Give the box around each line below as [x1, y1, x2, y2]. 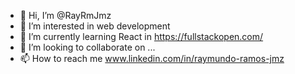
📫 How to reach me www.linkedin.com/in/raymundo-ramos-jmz [19, 53, 285, 64]
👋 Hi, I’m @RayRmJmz [19, 10, 112, 21]
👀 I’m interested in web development [19, 20, 171, 32]
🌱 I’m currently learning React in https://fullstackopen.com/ [19, 31, 264, 42]
